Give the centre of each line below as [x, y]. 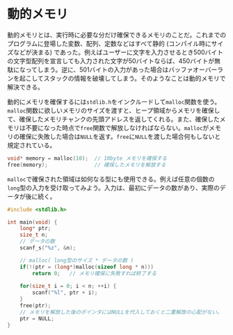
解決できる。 [25, 87]
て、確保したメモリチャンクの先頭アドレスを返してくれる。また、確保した [114, 119]
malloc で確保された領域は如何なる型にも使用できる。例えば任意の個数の [111, 179]
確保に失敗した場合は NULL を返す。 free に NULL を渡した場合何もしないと [120, 136]
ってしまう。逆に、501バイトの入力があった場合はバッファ [109, 70]
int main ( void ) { [32, 222]
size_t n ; [34, 235]
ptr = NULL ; [37, 318]
